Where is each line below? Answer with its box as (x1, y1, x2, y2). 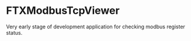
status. (6, 29, 23, 36)
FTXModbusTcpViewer (6, 4, 120, 17)
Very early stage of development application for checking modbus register (6, 23, 186, 30)
